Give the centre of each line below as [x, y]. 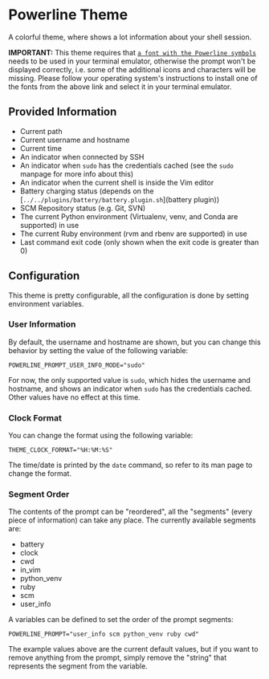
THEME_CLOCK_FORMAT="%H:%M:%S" [61, 450]
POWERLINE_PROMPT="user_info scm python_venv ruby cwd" [104, 634]
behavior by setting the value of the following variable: [98, 350]
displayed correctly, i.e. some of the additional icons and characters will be [132, 69]
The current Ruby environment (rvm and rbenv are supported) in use [133, 234]
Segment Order [39, 494]
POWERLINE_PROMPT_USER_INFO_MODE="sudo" [77, 365]
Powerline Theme [68, 15]
